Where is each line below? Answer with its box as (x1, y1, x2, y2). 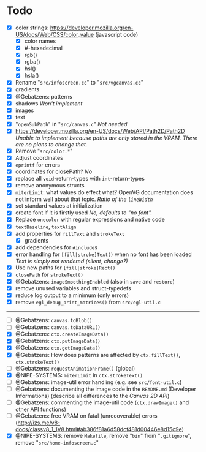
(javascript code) (94, 31, 139, 38)
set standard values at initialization (15, 202, 103, 209)
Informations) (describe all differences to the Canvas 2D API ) (15, 392, 170, 399)
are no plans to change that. (15, 140, 88, 148)
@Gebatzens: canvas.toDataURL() (15, 323, 101, 331)
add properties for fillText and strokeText (15, 230, 125, 237)
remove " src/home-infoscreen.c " (15, 439, 99, 446)
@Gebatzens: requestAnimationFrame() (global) (15, 364, 135, 372)
